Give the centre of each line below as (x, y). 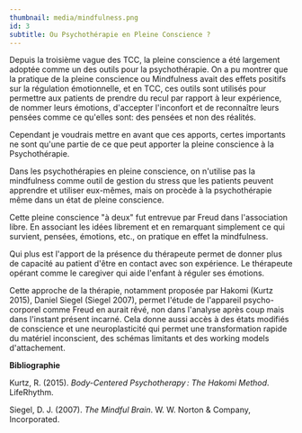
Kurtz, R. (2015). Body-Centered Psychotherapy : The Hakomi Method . (139, 383)
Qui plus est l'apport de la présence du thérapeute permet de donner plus (146, 254)
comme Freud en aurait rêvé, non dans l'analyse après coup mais (164, 310)
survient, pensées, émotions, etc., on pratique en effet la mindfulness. (139, 237)
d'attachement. (37, 348)
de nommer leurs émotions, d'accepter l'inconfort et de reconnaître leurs (144, 108)
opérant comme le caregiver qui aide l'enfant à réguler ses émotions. (137, 273)
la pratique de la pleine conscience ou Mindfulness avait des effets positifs (147, 79)
